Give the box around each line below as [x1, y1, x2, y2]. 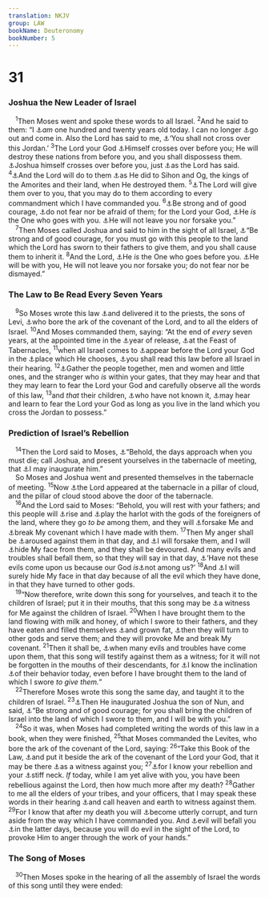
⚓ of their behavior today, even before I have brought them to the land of [8, 669, 247, 679]
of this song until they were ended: [8, 880, 123, 890]
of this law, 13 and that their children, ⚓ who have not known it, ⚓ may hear [8, 389, 251, 400]
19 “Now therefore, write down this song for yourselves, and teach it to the [15, 588, 258, 599]
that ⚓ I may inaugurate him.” [8, 463, 103, 473]
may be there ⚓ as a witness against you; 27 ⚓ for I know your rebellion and [8, 760, 253, 772]
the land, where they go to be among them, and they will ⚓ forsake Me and [8, 518, 254, 527]
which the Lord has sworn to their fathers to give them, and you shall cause [8, 242, 257, 252]
